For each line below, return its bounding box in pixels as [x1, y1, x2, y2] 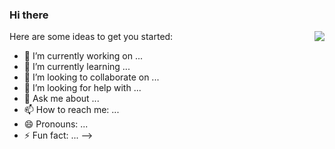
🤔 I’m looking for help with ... [23, 82, 142, 94]
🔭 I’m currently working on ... [23, 50, 143, 62]
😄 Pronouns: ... [23, 118, 89, 130]
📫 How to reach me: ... [23, 104, 120, 116]
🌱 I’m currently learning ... [23, 61, 131, 73]
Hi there [9, 8, 49, 22]
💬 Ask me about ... [23, 93, 100, 105]
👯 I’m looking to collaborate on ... [23, 71, 160, 83]
